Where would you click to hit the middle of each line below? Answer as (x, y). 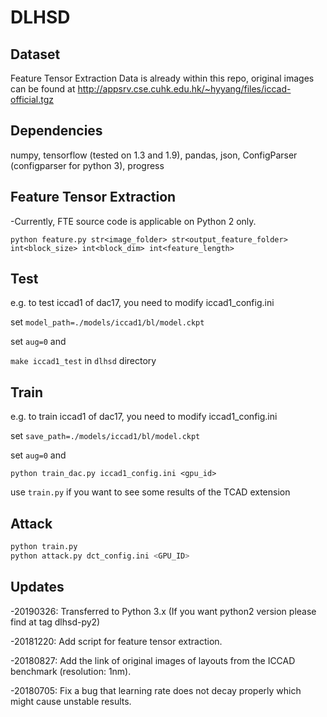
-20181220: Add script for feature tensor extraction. (116, 641)
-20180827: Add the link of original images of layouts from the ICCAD (153, 660)
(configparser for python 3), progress (87, 165)
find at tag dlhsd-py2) (55, 622)
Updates (37, 587)
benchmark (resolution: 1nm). (71, 671)
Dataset (35, 54)
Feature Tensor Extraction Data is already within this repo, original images (162, 78)
